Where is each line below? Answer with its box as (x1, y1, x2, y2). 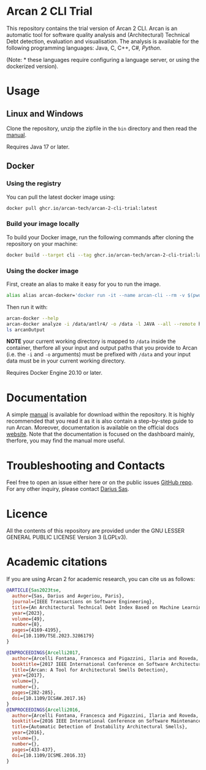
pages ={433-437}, (12, 747, 56, 753)
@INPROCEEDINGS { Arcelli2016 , (6, 707, 81, 713)
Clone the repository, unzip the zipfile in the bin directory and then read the (6, 125, 197, 132)
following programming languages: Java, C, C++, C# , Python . (6, 44, 162, 52)
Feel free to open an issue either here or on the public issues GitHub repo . (6, 479, 194, 486)
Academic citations (6, 555, 107, 569)
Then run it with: (6, 303, 48, 310)
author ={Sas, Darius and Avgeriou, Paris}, (12, 593, 124, 599)
